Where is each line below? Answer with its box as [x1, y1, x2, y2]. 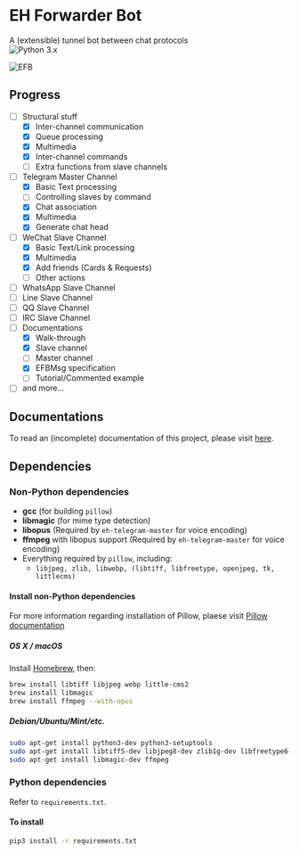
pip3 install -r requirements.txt [9, 836, 138, 845]
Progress [9, 87, 61, 103]
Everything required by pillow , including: [21, 554, 173, 563]
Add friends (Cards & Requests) [35, 262, 153, 273]
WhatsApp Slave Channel [21, 282, 116, 292]
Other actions [35, 272, 86, 283]
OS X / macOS [9, 640, 63, 651]
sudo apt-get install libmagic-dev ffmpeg [9, 755, 169, 764]
